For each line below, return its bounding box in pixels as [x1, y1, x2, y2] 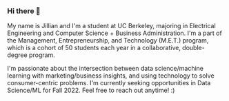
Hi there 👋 [7, 6, 41, 16]
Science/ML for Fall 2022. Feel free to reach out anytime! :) [7, 86, 175, 95]
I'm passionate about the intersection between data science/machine [7, 65, 203, 73]
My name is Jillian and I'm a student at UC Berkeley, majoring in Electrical [7, 22, 216, 30]
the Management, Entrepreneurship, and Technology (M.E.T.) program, [7, 36, 209, 45]
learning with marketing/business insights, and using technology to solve [7, 71, 215, 80]
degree [7, 51, 28, 59]
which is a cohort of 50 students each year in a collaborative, [7, 44, 181, 52]
